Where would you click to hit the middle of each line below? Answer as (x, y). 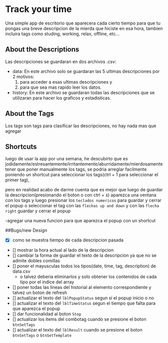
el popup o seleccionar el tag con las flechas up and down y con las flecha (82, 206)
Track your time (38, 9)
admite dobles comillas (36, 261)
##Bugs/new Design (26, 230)
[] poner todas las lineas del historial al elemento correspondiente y (82, 287)
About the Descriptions (42, 49)
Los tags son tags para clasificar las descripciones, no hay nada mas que (81, 126)
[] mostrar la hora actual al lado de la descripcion (63, 250)
